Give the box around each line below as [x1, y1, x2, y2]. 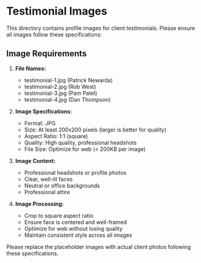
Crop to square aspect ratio [24, 212, 93, 219]
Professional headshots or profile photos [24, 169, 127, 176]
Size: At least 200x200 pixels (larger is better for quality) [24, 126, 167, 133]
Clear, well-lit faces [24, 175, 73, 183]
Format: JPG [24, 119, 56, 127]
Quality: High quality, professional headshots [24, 139, 137, 146]
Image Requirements [6, 49, 87, 59]
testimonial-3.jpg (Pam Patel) [24, 89, 97, 97]
